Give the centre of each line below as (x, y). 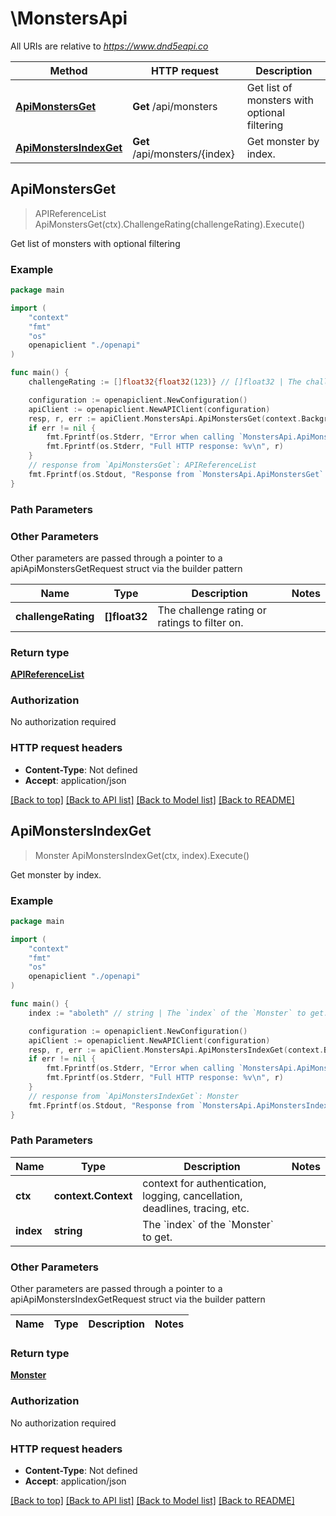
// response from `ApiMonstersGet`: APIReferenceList (142, 465)
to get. (157, 1237)
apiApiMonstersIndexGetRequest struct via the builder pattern (138, 1299)
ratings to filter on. (200, 622)
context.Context (93, 1195)
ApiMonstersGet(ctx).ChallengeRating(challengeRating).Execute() (170, 224)
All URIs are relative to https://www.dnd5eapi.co (109, 46)
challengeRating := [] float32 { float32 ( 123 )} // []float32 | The (165, 382)
